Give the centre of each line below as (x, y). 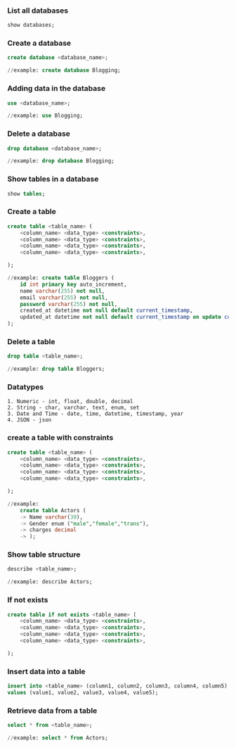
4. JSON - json (29, 420)
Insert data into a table (46, 671)
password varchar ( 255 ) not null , (69, 304)
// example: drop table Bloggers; (56, 369)
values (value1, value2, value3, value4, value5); (83, 692)
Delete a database (39, 134)
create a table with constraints (60, 438)
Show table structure (44, 554)
